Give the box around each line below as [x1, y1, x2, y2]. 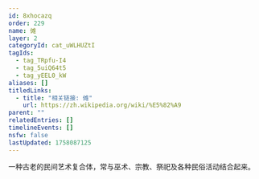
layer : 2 [8, 34, 38, 43]
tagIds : [8, 49, 35, 57]
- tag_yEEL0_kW [15, 71, 67, 79]
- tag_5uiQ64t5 [15, 64, 67, 72]
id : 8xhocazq [8, 11, 52, 20]
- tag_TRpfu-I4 [15, 57, 67, 65]
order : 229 [8, 19, 45, 27]
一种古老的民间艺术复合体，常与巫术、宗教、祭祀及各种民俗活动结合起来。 [8, 161, 255, 171]
